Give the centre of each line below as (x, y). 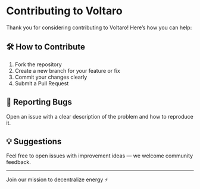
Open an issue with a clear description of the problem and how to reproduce (100, 116)
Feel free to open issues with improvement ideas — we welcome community (100, 156)
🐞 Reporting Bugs (39, 102)
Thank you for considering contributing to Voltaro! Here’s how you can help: (99, 27)
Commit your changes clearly (51, 77)
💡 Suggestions (34, 141)
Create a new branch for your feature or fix (67, 70)
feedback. (18, 162)
